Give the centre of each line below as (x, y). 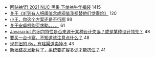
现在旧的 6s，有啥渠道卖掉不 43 (42, 44)
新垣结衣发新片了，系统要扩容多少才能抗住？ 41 (58, 50)
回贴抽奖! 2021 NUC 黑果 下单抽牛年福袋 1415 (55, 7)
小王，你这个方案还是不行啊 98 (41, 19)
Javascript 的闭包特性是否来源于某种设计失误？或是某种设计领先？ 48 (80, 31)
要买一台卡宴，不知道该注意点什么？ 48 (49, 38)
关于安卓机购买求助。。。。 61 (37, 25)
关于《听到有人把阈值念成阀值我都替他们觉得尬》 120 (63, 13)
